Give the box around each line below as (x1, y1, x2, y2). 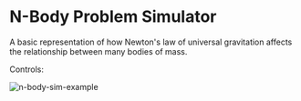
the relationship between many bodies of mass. (9, 45, 188, 56)
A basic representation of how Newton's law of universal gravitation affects (9, 36, 293, 47)
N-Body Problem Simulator (9, 6, 217, 27)
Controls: (9, 64, 44, 75)
